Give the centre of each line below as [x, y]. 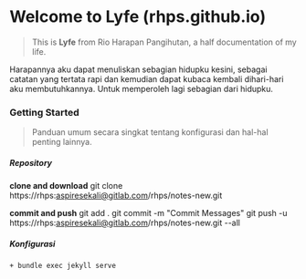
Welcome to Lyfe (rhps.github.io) [138, 17]
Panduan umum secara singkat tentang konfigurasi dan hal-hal [150, 132]
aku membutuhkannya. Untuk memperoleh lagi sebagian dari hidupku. [142, 88]
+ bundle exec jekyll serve [63, 266]
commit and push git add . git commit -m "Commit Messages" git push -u [148, 213]
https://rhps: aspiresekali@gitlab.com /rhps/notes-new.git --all [125, 223]
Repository [31, 162]
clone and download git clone [66, 186]
